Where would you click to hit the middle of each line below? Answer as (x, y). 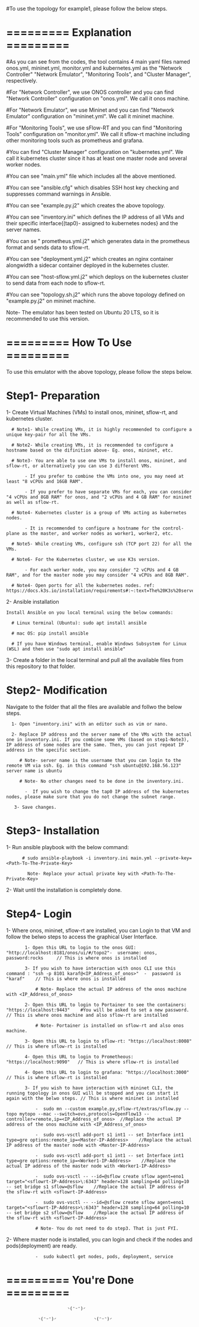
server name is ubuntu (34, 771)
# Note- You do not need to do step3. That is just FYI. (107, 1228)
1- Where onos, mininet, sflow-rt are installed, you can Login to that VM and (99, 930)
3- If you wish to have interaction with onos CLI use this (100, 968)
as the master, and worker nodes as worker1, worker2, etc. (97, 533)
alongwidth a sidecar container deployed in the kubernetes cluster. (88, 265)
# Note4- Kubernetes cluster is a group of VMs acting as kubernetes (99, 513)
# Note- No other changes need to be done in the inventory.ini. (102, 781)
